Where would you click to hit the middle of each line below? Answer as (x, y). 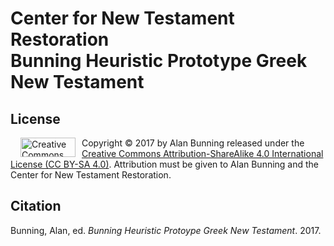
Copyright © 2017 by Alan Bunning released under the (193, 143)
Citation (36, 206)
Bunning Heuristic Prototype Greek (159, 61)
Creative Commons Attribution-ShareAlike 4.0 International (202, 153)
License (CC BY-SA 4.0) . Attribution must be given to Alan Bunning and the (165, 164)
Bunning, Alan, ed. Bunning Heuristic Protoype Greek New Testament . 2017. (166, 230)
